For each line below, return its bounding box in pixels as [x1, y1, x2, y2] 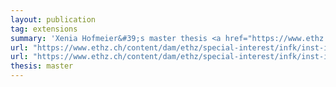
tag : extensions [10, 24, 78, 34]
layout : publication [10, 14, 97, 25]
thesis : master [10, 61, 74, 71]
